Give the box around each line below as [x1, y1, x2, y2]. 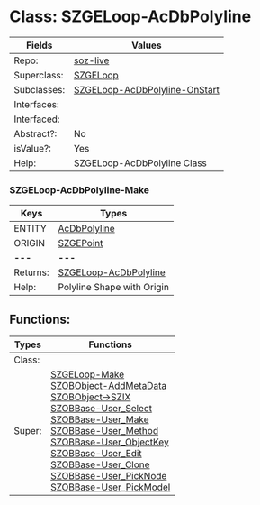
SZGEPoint [58, 237, 103, 250]
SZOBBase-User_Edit [50, 447, 142, 460]
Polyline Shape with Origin [58, 281, 169, 294]
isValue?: [13, 142, 51, 154]
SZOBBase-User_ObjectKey [50, 436, 169, 448]
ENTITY [13, 223, 47, 235]
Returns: [13, 266, 49, 279]
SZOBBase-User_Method [50, 425, 159, 437]
